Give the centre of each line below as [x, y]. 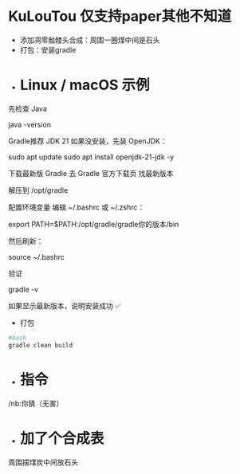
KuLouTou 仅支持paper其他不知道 [120, 16]
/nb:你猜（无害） [36, 403]
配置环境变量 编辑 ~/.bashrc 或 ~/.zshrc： [77, 207]
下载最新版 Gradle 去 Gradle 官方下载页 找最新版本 [91, 173]
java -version [30, 124]
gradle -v [24, 289]
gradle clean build [41, 345]
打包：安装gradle [48, 49]
